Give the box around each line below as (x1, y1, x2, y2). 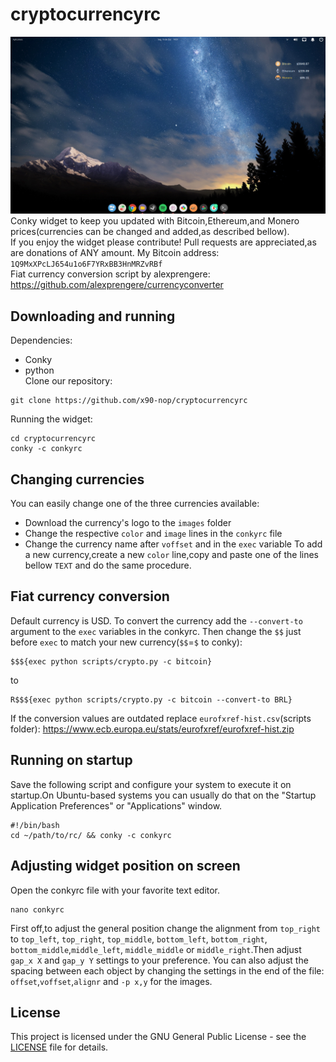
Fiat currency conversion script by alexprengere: (10, 268, 211, 280)
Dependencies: (10, 334, 73, 347)
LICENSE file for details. (10, 1041, 109, 1053)
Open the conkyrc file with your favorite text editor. (10, 884, 221, 896)
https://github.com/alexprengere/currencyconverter (10, 279, 224, 291)
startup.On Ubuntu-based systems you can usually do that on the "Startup (10, 789, 317, 801)
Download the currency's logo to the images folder (24, 517, 232, 529)
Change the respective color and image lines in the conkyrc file (24, 528, 283, 540)
